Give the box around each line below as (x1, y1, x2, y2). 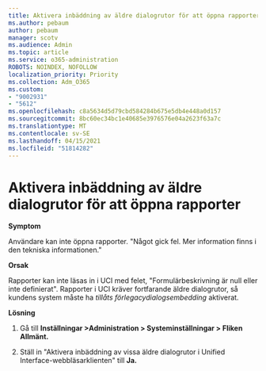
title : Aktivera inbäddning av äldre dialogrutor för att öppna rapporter (8, 11, 260, 20)
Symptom (8, 221, 41, 231)
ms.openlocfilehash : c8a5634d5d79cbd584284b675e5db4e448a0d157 (8, 108, 222, 116)
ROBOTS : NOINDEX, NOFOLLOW (8, 63, 97, 71)
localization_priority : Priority (8, 71, 119, 78)
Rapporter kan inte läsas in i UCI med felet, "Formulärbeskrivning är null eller (8, 276, 258, 285)
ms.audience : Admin (8, 41, 73, 49)
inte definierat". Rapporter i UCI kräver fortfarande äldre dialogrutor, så (8, 285, 239, 294)
